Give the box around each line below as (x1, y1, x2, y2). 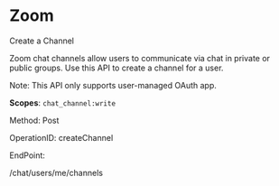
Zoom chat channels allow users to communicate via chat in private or (9, 52, 271, 63)
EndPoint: (9, 150, 45, 161)
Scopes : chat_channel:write (9, 97, 116, 108)
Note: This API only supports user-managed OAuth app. (9, 79, 217, 90)
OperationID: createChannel (9, 132, 114, 143)
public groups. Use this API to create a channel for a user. (9, 62, 224, 73)
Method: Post (9, 115, 60, 126)
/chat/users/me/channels (9, 167, 104, 178)
